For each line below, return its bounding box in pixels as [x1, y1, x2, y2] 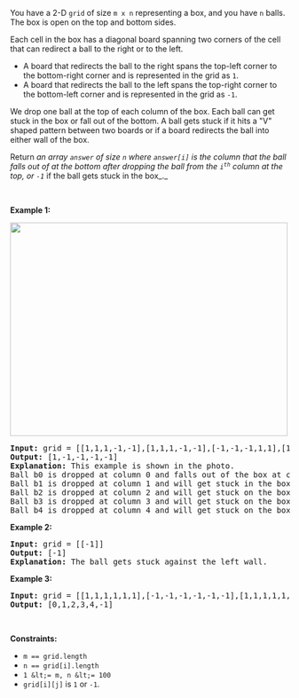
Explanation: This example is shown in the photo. [10, 461, 235, 471]
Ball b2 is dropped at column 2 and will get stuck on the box [10, 488, 291, 498]
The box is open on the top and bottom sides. [10, 17, 177, 27]
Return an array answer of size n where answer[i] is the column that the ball [10, 152, 287, 162]
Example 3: [10, 574, 52, 584]
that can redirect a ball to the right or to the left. [10, 43, 184, 54]
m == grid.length [22, 652, 88, 661]
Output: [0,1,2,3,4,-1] [10, 600, 114, 609]
